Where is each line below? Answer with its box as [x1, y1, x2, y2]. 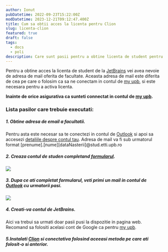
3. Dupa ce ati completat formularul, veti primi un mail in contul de [6, 177, 147, 183]
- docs [10, 45, 24, 50]
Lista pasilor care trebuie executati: [6, 106, 94, 113]
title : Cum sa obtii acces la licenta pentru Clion [6, 21, 116, 27]
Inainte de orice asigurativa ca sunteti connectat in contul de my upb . [6, 93, 153, 99]
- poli [10, 49, 24, 54]
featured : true [6, 31, 38, 36]
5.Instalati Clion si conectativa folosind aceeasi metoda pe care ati [6, 235, 148, 241]
